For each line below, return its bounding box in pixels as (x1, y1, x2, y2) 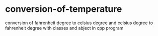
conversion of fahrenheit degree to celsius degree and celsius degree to (5, 20, 153, 26)
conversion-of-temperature (5, 3, 122, 15)
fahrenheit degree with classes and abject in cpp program (5, 25, 124, 31)
